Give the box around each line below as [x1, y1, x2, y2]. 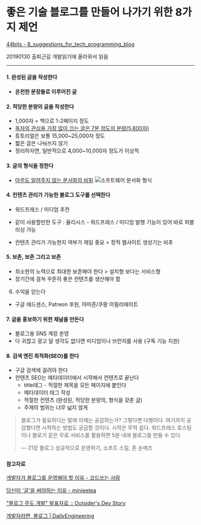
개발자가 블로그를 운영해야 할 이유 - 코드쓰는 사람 [6, 474, 121, 481]
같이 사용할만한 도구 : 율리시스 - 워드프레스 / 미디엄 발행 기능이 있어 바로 [14, 218, 184, 225]
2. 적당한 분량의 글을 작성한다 [6, 103, 74, 110]
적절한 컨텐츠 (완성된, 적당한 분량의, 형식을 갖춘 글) [23, 396, 142, 404]
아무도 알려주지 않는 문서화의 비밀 [14, 176, 94, 184]
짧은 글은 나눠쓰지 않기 [14, 140, 68, 147]
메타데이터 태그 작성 [23, 389, 71, 396]
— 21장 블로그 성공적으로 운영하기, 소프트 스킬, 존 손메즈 [20, 444, 153, 451]
